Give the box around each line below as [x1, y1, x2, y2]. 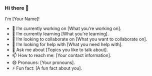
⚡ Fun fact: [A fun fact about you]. [11, 65, 82, 71]
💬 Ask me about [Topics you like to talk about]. [11, 47, 108, 53]
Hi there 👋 [4, 4, 29, 11]
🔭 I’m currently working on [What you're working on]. [11, 25, 121, 31]
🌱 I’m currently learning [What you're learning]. [11, 31, 109, 37]
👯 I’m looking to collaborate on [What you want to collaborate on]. [11, 36, 147, 42]
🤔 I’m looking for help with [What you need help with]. [11, 41, 123, 47]
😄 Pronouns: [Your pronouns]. [11, 59, 75, 65]
